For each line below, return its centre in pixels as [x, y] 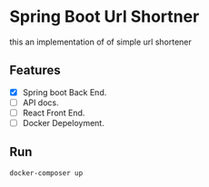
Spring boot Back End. [65, 92]
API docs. [40, 103]
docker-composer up [46, 173]
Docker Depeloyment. [63, 123]
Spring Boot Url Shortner [104, 17]
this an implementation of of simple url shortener [101, 42]
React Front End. [54, 113]
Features [35, 70]
